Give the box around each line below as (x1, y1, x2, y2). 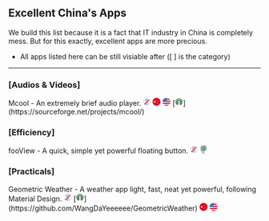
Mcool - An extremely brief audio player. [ (8, 98, 175, 108)
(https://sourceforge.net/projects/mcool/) (8, 107, 145, 117)
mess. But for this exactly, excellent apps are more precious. (8, 36, 208, 46)
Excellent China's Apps (8, 6, 126, 20)
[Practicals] (8, 166, 54, 177)
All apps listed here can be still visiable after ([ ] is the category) (19, 51, 231, 61)
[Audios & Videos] (8, 79, 81, 90)
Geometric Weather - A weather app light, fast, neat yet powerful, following (8, 184, 257, 194)
